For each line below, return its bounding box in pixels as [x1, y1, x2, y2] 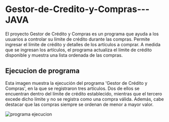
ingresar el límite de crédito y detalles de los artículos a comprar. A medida [5, 41, 160, 47]
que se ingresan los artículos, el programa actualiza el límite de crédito [5, 47, 152, 53]
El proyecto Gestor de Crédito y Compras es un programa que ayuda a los [5, 31, 159, 37]
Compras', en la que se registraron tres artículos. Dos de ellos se [5, 85, 140, 91]
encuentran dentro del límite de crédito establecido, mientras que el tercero [5, 90, 162, 96]
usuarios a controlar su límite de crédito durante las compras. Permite [5, 36, 150, 42]
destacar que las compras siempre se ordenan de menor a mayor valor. [5, 101, 154, 107]
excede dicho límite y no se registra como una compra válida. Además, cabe [5, 96, 164, 102]
